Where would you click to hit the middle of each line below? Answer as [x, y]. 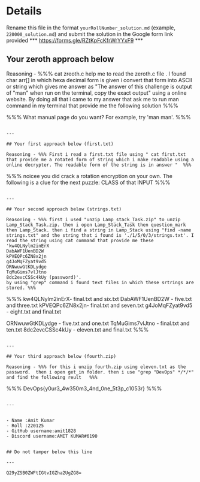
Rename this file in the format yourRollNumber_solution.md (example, [91, 28]
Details [24, 11]
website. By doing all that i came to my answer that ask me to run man [93, 99]
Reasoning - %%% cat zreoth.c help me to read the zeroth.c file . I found [96, 74]
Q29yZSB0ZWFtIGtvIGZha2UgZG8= [44, 473]
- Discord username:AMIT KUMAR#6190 [52, 436]
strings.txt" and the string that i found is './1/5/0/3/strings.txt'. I [100, 235]
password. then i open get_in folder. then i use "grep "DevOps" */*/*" [100, 372]
